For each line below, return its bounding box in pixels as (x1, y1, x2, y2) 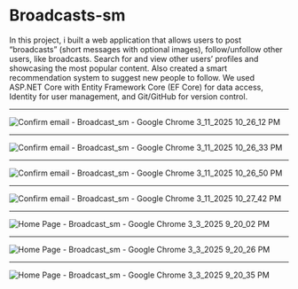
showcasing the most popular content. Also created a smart (9, 63, 228, 74)
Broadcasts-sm (9, 5, 126, 26)
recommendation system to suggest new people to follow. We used (9, 72, 255, 82)
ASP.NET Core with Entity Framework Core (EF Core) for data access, (9, 82, 263, 92)
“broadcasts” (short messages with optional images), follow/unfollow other (9, 43, 283, 54)
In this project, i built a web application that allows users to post (9, 35, 242, 45)
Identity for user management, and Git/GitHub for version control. (9, 90, 248, 102)
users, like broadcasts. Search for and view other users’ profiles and (9, 53, 259, 64)
